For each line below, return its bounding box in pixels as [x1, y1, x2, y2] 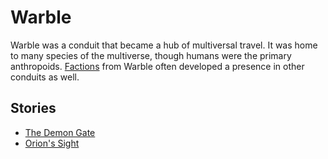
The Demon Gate [24, 126, 96, 138]
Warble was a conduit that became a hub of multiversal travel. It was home [10, 39, 318, 51]
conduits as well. [10, 71, 80, 83]
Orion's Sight [24, 137, 80, 149]
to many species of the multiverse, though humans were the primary [10, 49, 292, 61]
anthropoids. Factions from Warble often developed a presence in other [10, 60, 305, 72]
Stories [10, 100, 57, 117]
